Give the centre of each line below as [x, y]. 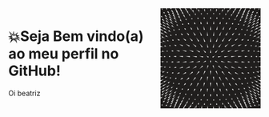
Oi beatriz [24, 93]
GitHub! [35, 71]
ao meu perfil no [64, 54]
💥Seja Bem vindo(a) [76, 36]
